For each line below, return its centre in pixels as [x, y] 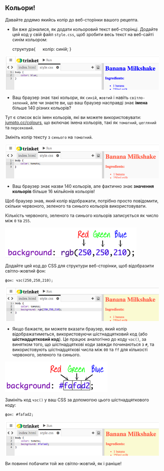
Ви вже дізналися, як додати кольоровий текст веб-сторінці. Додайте [85, 29]
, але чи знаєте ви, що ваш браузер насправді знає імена [88, 103]
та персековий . [20, 128]
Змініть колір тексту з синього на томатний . [49, 137]
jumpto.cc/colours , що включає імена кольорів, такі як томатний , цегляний [81, 123]
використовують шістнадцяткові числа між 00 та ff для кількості [80, 350]
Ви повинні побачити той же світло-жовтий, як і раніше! [63, 464]
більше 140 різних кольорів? [42, 108]
